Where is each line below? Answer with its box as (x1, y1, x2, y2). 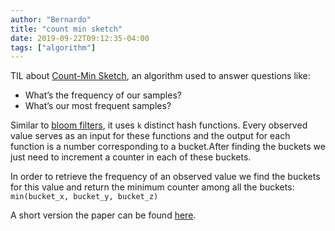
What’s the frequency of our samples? (24, 89, 182, 101)
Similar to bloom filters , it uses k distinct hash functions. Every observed (10, 119, 308, 131)
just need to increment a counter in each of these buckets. (10, 151, 252, 163)
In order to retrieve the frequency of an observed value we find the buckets (10, 171, 321, 183)
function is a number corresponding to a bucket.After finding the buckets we (10, 141, 326, 153)
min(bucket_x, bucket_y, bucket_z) (10, 192, 159, 202)
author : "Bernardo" (10, 14, 92, 25)
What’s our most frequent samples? (24, 100, 172, 112)
